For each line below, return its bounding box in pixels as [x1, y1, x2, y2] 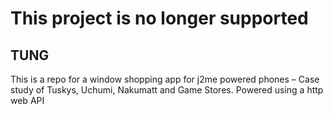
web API [10, 95, 45, 106]
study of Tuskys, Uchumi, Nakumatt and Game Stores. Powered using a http [10, 84, 324, 96]
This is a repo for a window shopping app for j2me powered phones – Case [10, 73, 320, 85]
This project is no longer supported [10, 7, 309, 30]
